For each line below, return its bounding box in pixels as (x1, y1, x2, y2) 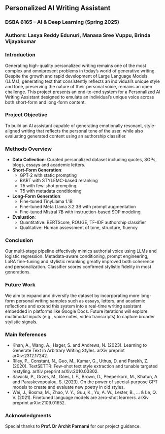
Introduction (5, 51, 35, 58)
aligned (5, 128, 21, 134)
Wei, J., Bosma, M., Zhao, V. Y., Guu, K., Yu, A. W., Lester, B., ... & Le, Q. (12, 389, 157, 396)
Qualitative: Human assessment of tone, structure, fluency (19, 225, 138, 231)
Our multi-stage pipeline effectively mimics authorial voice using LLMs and (5, 248, 157, 254)
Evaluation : (12, 214, 36, 220)
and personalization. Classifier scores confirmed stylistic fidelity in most (5, 264, 152, 270)
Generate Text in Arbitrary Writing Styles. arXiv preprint (12, 347, 125, 354)
